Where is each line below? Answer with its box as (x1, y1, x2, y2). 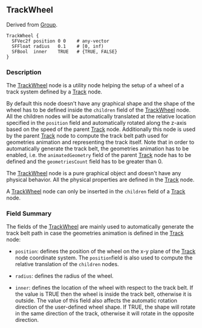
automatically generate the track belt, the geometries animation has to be (6, 145, 189, 152)
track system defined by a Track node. (6, 88, 103, 96)
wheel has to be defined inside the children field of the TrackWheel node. (6, 106, 191, 114)
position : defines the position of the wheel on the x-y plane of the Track (15, 248, 196, 255)
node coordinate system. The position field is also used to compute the (15, 254, 193, 261)
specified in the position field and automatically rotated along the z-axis (6, 119, 187, 127)
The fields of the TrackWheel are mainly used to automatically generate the (6, 223, 194, 230)
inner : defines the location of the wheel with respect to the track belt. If (15, 284, 194, 292)
